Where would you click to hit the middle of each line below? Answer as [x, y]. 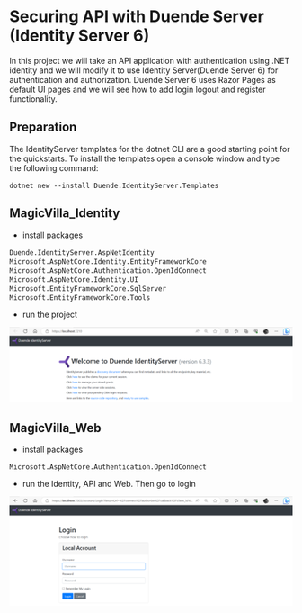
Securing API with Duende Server [137, 17]
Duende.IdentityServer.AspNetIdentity [82, 252]
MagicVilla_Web [55, 428]
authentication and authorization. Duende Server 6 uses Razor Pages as [142, 79]
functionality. [34, 99]
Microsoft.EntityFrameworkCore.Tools [80, 297]
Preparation [43, 127]
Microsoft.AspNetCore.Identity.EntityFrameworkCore [108, 261]
